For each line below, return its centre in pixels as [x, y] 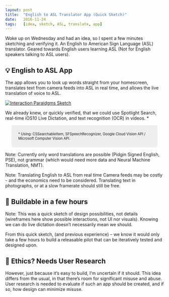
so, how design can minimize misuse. [44, 289]
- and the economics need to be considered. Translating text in [70, 180]
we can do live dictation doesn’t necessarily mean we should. [69, 225]
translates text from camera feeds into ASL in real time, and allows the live [82, 88]
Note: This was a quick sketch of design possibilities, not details [72, 214]
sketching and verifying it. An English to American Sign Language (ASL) [79, 44]
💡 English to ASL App [39, 70]
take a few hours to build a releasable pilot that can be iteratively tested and [84, 240]
